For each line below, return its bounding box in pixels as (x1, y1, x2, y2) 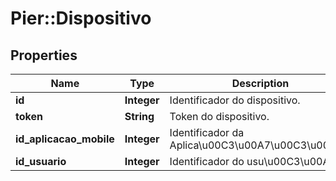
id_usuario (15, 155, 67, 168)
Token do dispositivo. (169, 110, 270, 123)
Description (231, 77, 290, 90)
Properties (10, 47, 78, 64)
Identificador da (169, 126, 245, 139)
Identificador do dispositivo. (169, 93, 301, 107)
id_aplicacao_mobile (15, 132, 115, 146)
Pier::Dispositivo (10, 7, 152, 30)
